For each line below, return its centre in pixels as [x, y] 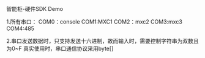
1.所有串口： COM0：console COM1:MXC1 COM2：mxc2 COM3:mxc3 [94, 22]
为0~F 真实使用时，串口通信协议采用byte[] [60, 48]
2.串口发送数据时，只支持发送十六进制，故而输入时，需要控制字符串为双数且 [102, 41]
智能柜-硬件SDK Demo [35, 9]
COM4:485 [20, 28]
